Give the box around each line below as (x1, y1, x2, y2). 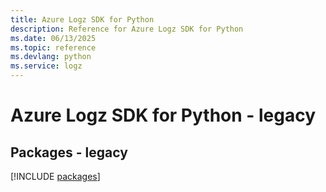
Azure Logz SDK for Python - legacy (10, 104, 317, 127)
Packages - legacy (10, 144, 128, 161)
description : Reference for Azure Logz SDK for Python (10, 24, 244, 34)
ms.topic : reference (10, 42, 97, 53)
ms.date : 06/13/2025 (10, 33, 97, 43)
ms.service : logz (10, 61, 83, 71)
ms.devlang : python (10, 52, 92, 62)
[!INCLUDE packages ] (10, 171, 101, 182)
